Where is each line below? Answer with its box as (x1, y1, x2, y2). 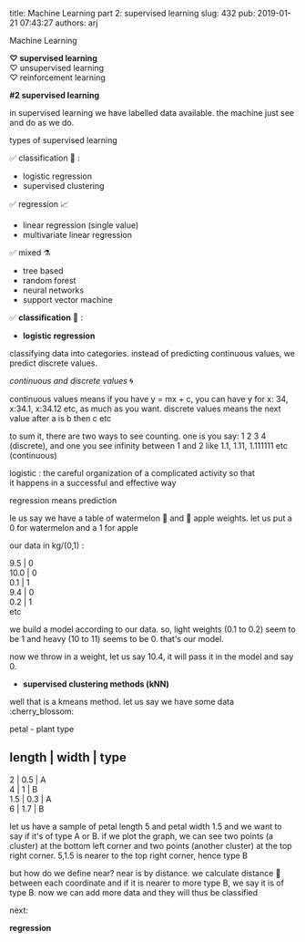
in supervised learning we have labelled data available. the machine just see (9, 108, 295, 118)
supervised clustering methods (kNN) (22, 678, 170, 689)
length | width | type (9, 750, 127, 765)
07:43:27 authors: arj (19, 17, 98, 28)
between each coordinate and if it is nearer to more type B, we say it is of (9, 877, 285, 888)
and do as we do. (9, 118, 75, 128)
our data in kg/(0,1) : (9, 540, 85, 551)
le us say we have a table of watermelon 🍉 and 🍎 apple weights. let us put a (9, 512, 293, 523)
